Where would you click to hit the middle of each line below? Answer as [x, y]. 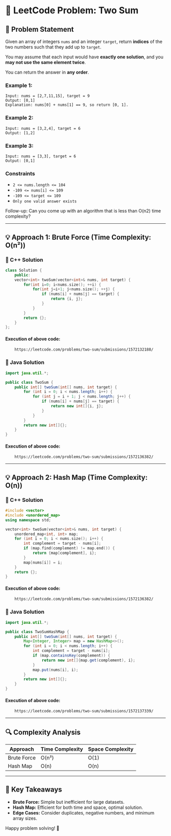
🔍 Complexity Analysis [43, 732]
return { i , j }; [67, 299]
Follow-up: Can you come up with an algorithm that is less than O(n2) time [83, 211]
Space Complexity [111, 749]
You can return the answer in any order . [47, 72]
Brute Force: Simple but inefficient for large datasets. [68, 802]
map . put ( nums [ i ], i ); [55, 670]
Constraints [20, 173]
